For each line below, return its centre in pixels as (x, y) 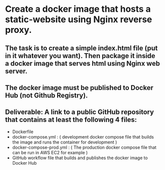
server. (16, 71)
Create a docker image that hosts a (78, 9)
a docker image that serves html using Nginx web (82, 63)
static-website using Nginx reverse (79, 19)
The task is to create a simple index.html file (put (82, 48)
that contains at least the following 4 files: (71, 120)
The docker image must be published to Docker (79, 88)
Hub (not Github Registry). (47, 95)
